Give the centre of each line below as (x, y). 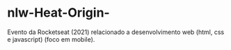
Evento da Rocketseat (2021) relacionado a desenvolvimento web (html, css (116, 32)
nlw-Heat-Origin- (58, 13)
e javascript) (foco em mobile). (51, 39)
